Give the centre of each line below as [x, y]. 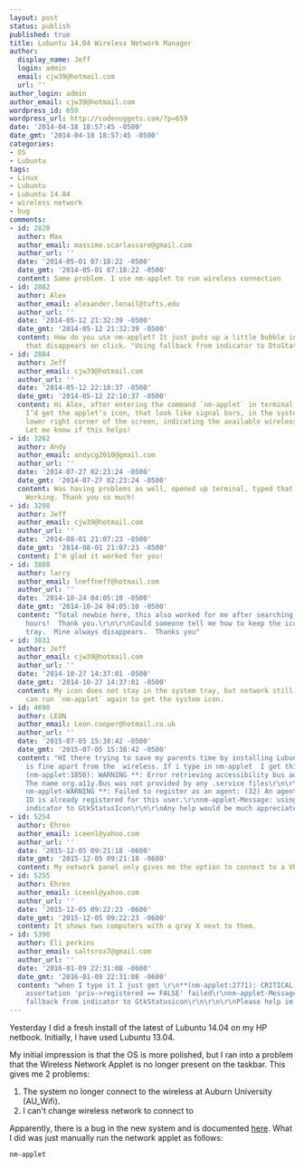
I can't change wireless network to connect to [108, 1111]
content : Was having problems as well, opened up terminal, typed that [156, 489]
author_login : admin [48, 93]
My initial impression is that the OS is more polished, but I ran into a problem [152, 1054]
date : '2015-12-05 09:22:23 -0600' [85, 909]
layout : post [34, 18]
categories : [32, 144]
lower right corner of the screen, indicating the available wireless [161, 422]
